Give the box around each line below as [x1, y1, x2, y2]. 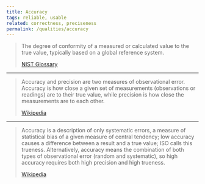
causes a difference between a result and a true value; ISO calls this [21, 140, 193, 147]
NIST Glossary [21, 61, 58, 68]
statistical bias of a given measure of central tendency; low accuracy [21, 133, 195, 140]
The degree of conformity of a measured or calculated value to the [21, 43, 189, 50]
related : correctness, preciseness [6, 20, 97, 26]
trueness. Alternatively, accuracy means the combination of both [21, 146, 184, 154]
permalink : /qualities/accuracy [6, 26, 88, 32]
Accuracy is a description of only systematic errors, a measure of [21, 127, 186, 134]
